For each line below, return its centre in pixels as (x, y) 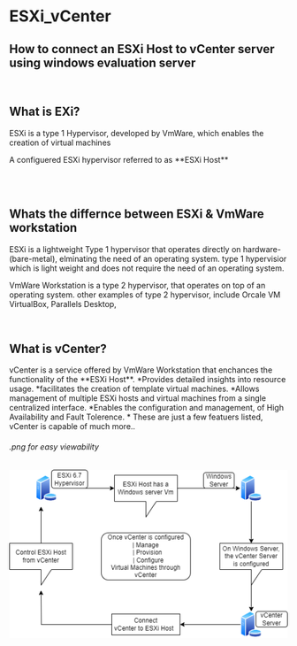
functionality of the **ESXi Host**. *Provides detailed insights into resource (148, 380)
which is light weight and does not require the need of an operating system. (147, 268)
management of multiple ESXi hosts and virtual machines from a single (138, 398)
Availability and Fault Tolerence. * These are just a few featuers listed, (136, 417)
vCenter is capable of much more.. (72, 427)
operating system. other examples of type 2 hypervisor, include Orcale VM (145, 295)
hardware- (262, 249)
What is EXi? (45, 112)
